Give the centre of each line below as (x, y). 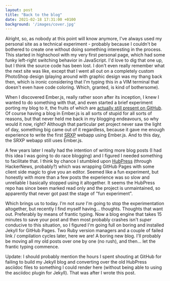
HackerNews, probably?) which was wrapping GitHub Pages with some (80, 166)
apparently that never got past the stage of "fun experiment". (69, 193)
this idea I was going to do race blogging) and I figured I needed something (84, 156)
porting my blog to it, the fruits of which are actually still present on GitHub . (84, 108)
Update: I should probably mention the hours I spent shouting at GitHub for (83, 257)
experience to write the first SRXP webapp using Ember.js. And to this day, (83, 135)
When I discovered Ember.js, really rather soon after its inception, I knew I (82, 97)
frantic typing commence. (32, 247)
